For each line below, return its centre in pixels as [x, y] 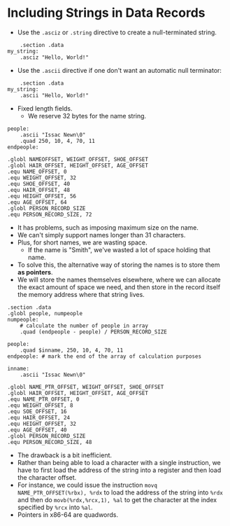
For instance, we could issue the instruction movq [87, 485]
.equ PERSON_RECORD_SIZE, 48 [50, 442]
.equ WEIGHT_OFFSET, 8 [40, 405]
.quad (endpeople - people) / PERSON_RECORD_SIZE [94, 332]
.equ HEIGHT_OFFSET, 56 [42, 196]
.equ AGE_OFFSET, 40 [37, 430]
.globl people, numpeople [45, 313]
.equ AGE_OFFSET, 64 [37, 202]
